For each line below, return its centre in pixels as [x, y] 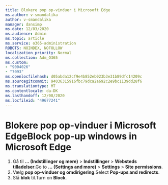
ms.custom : [17, 62]
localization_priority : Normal [38, 53]
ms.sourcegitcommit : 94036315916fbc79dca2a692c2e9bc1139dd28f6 [74, 81]
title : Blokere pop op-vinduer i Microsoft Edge [58, 10]
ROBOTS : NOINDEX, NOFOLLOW [34, 48]
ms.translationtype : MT [31, 86]
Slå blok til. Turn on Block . [40, 178]
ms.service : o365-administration [41, 43]
